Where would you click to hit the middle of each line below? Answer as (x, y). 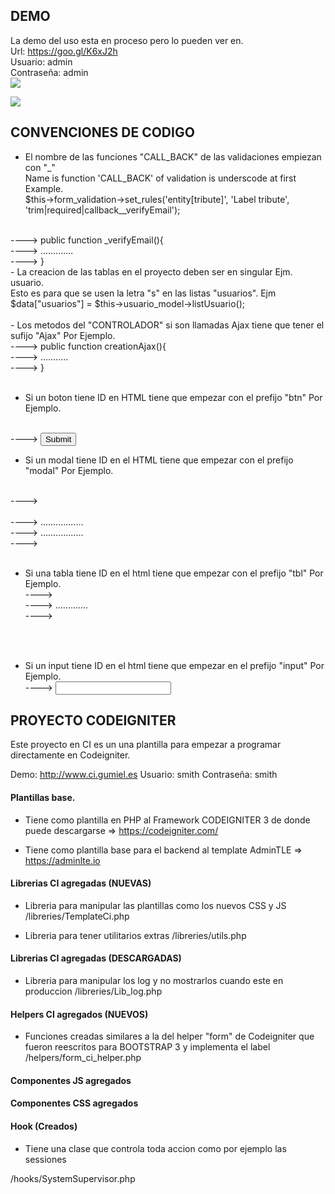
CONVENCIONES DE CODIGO (102, 132)
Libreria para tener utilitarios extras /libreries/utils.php (135, 935)
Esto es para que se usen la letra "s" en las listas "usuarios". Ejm (143, 293)
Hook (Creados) (44, 1126)
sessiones (45, 1159)
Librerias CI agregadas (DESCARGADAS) (96, 958)
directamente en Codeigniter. (70, 755)
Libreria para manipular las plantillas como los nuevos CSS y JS (155, 905)
